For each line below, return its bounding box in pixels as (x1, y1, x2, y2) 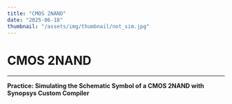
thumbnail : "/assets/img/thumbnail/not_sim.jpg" (7, 23, 150, 30)
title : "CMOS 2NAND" (7, 10, 67, 17)
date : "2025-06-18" (7, 17, 64, 23)
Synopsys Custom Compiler (7, 89, 90, 97)
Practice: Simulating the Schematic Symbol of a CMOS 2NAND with (7, 82, 205, 90)
